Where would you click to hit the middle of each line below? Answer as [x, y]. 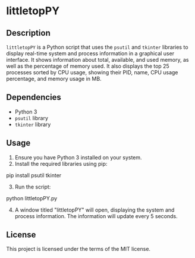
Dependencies [34, 97]
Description [28, 33]
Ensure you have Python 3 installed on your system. [78, 157]
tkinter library [33, 124]
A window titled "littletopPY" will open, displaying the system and [95, 210]
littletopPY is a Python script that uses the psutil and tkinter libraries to [97, 47]
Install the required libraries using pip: [61, 163]
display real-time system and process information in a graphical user [90, 54]
